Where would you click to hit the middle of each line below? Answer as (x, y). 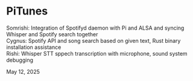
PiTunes (27, 11)
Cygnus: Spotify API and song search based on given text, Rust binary (93, 40)
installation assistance (34, 47)
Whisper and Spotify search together (52, 34)
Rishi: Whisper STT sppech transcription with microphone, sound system (97, 53)
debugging (20, 60)
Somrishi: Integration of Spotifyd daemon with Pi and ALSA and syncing (95, 28)
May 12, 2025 (23, 71)
